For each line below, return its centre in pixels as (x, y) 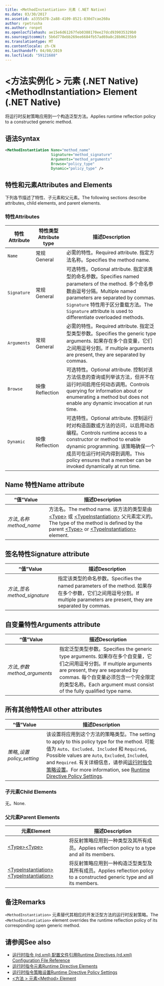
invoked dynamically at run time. (103, 466)
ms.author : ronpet (24, 28)
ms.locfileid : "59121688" (31, 55)
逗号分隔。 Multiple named (106, 291)
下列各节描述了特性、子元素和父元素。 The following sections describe (76, 198)
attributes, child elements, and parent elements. (53, 203)
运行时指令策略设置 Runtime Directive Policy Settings (65, 972)
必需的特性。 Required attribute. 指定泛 (110, 326)
